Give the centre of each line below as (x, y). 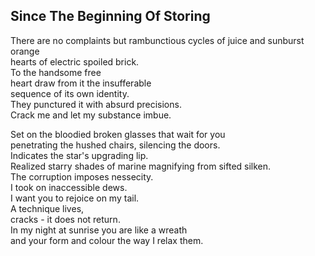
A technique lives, (47, 208)
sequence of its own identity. (70, 93)
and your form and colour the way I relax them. (107, 240)
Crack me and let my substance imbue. (91, 115)
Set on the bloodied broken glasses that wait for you (118, 134)
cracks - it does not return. (65, 219)
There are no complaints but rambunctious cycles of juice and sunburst (157, 40)
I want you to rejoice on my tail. (75, 198)
